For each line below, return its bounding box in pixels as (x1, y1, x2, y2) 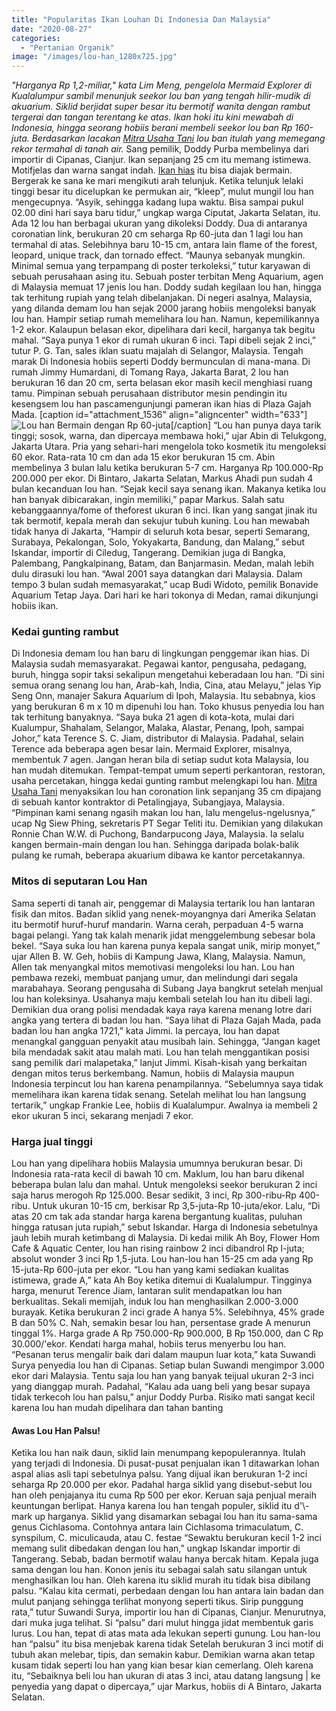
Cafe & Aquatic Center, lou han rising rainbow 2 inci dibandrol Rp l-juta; (11, 1242, 305, 1255)
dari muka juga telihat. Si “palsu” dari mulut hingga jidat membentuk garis (11, 1617, 314, 1629)
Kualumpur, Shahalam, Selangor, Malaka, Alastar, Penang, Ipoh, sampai (11, 722, 304, 734)
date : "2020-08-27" (11, 24, 93, 34)
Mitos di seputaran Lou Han (11, 874, 148, 888)
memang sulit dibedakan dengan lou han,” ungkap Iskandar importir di (11, 1542, 301, 1555)
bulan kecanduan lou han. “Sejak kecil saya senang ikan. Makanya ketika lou (11, 483, 326, 495)
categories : (11, 33, 61, 43)
